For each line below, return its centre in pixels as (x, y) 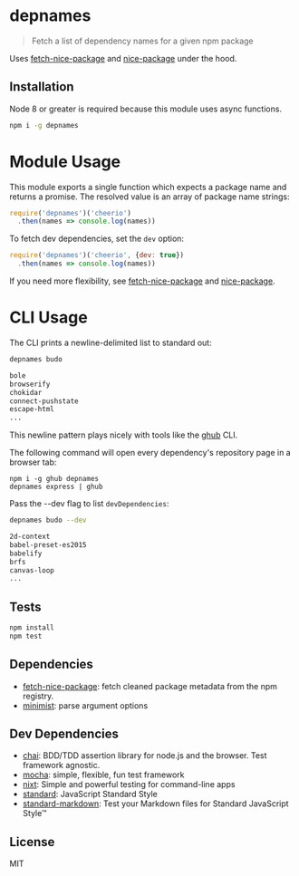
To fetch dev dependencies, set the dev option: (96, 239)
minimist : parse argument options (85, 705)
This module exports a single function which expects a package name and (148, 187)
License (32, 842)
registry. (38, 696)
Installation (42, 87)
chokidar (26, 392)
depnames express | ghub (56, 487)
